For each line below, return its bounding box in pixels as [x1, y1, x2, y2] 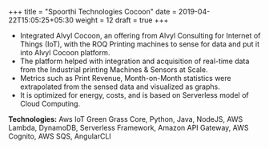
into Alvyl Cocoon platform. [19, 48, 110, 57]
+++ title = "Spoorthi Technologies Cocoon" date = [8, 7, 178, 16]
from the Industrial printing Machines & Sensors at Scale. [19, 65, 208, 74]
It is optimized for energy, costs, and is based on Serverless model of [19, 91, 250, 99]
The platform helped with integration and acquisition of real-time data [19, 56, 250, 66]
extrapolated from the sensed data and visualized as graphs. [19, 82, 220, 91]
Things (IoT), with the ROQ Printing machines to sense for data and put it [19, 39, 260, 49]
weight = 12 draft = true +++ [75, 15, 169, 25]
